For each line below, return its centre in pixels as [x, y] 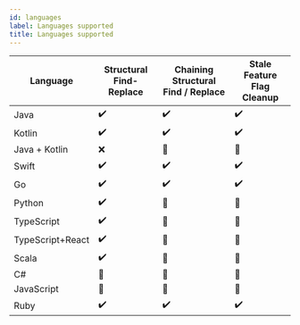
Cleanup [261, 97]
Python [29, 203]
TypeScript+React [52, 239]
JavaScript [37, 289]
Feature [261, 75]
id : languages [36, 17]
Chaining [194, 70]
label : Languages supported [62, 26]
